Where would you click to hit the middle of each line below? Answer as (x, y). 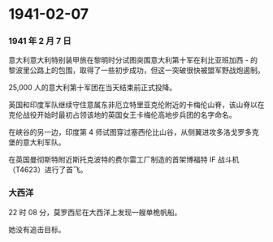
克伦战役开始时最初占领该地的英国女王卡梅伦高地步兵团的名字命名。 (122, 115)
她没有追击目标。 (37, 229)
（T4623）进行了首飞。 (48, 170)
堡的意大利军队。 (37, 142)
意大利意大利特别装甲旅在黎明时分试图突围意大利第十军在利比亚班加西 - (129, 60)
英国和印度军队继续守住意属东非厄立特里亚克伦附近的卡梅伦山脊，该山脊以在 (136, 105)
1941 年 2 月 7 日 (40, 41)
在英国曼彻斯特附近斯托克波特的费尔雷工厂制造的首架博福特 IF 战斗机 (124, 160)
